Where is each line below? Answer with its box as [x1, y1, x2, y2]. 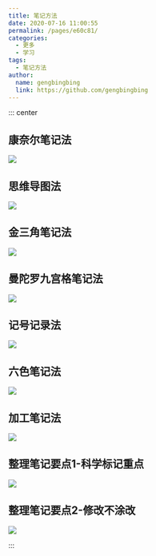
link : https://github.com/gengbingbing [15, 85, 149, 94]
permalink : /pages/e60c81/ [8, 26, 98, 34]
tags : [8, 57, 26, 65]
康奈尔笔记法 [8, 133, 72, 146]
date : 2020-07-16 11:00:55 [8, 19, 98, 27]
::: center [8, 108, 38, 117]
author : [8, 71, 34, 79]
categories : [8, 34, 48, 42]
